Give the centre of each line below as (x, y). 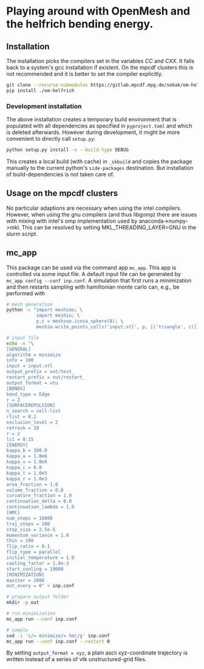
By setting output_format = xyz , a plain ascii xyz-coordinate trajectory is (97, 653)
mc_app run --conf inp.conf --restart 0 (58, 641)
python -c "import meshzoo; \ (45, 310)
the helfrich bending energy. (80, 24)
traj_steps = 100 (28, 524)
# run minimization (31, 614)
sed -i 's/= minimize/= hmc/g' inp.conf (58, 636)
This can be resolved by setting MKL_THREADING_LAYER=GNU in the (109, 227)
